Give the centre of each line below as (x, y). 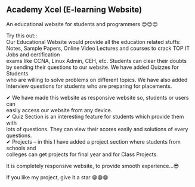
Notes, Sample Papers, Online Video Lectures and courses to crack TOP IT (98, 48)
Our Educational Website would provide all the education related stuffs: (93, 42)
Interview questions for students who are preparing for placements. (89, 86)
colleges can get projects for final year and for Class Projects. (82, 154)
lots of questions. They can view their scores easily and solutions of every (97, 129)
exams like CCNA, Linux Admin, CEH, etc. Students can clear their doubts (96, 61)
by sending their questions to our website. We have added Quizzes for (92, 67)
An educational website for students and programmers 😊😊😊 (82, 24)
